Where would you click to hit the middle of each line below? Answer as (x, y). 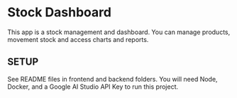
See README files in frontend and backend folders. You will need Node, (112, 79)
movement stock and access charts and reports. (78, 39)
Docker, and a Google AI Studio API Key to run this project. (93, 87)
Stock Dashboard (60, 12)
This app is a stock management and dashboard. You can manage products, (119, 32)
